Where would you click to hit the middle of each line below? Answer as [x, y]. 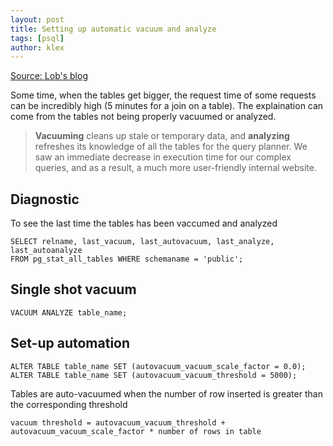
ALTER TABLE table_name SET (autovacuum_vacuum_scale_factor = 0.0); [158, 366]
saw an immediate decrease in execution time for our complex [163, 157]
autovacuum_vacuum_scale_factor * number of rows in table [136, 431]
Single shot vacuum [73, 289]
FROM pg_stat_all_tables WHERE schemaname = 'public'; [127, 259]
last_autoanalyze [46, 251]
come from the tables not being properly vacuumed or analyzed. [143, 117]
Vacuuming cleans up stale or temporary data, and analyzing [162, 136]
